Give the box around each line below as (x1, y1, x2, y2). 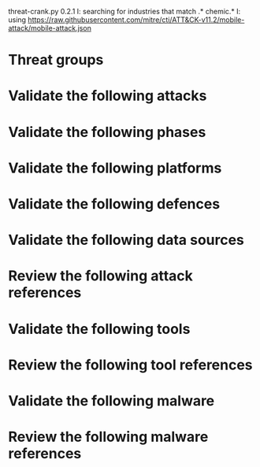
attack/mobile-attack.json (8, 24, 92, 32)
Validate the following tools (8, 320, 191, 338)
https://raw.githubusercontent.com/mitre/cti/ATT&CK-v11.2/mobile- (27, 15, 245, 24)
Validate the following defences (8, 195, 221, 213)
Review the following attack (8, 267, 193, 285)
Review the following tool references (8, 356, 254, 373)
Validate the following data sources (8, 232, 244, 249)
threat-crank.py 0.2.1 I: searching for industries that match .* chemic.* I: (8, 7, 241, 16)
